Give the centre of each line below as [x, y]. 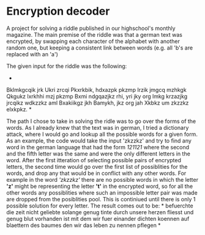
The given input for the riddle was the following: [67, 66]
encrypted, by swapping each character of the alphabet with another [93, 41]
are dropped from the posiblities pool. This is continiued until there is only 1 [101, 199]
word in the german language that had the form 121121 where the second [98, 147]
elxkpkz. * [19, 109]
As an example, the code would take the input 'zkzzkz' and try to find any [99, 140]
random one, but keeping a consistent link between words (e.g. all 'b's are [100, 48]
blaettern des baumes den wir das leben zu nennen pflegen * [84, 225]
